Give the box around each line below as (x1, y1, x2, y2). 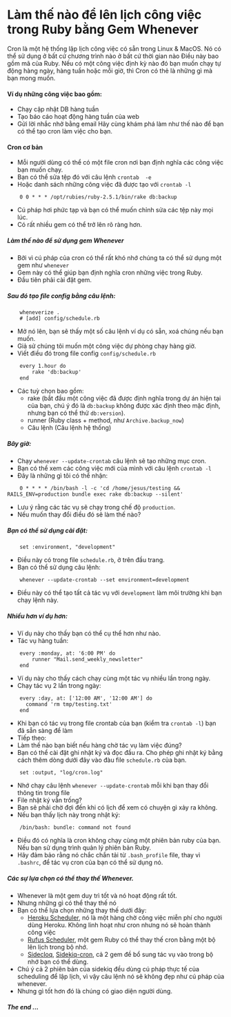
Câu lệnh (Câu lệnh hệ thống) (27, 424, 112, 432)
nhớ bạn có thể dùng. (27, 958, 89, 966)
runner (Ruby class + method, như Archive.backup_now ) (27, 416, 185, 424)
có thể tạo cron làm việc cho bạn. (17, 127, 112, 136)
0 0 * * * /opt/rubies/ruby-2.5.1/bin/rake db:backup (19, 194, 177, 200)
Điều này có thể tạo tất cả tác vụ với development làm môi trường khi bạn (17, 588, 222, 597)
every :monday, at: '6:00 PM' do (19, 650, 116, 657)
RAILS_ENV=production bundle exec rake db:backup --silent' (7, 491, 184, 498)
